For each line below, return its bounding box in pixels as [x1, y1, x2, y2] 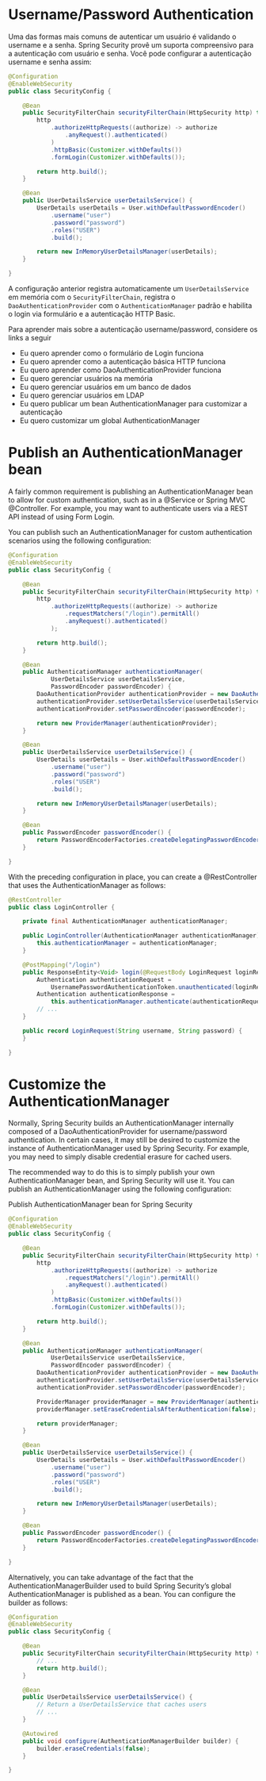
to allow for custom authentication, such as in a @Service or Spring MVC [8, 495, 245, 505]
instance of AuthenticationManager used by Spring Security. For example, [8, 1144, 249, 1153]
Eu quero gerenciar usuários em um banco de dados [19, 383, 192, 392]
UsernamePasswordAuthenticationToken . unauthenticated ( [50, 983, 236, 991]
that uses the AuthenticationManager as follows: [8, 880, 166, 890]
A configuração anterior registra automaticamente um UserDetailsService [8, 284, 249, 294]
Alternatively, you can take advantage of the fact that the [8, 1572, 194, 1582]
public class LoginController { [8, 903, 115, 911]
